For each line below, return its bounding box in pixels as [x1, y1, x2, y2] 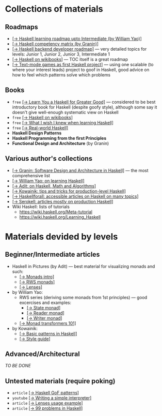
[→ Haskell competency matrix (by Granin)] [12, 41, 98, 47]
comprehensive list [12, 172, 50, 178]
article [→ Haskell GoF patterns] [12, 390, 79, 396]
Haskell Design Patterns [12, 130, 62, 136]
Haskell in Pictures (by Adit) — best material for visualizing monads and [12, 263, 155, 269]
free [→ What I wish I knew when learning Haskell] [12, 119, 114, 125]
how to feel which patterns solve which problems [12, 72, 111, 77]
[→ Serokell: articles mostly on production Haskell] [12, 198, 113, 204]
